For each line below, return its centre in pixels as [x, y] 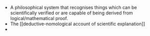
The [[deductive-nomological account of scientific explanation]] [78, 24]
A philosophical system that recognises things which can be [73, 7]
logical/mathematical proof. [39, 18]
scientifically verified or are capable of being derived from [71, 13]
